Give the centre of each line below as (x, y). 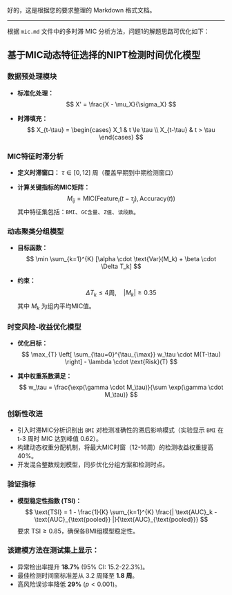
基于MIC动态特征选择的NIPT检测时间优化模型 (104, 55)
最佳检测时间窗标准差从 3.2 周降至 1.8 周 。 (78, 575)
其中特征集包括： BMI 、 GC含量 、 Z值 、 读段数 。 (78, 211)
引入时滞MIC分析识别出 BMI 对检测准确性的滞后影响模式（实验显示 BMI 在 (120, 430)
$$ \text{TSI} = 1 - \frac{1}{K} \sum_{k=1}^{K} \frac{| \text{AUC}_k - (121, 512)
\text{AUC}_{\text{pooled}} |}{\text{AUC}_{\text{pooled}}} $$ (121, 519)
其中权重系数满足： (45, 376)
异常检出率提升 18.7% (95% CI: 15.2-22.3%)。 (83, 567)
